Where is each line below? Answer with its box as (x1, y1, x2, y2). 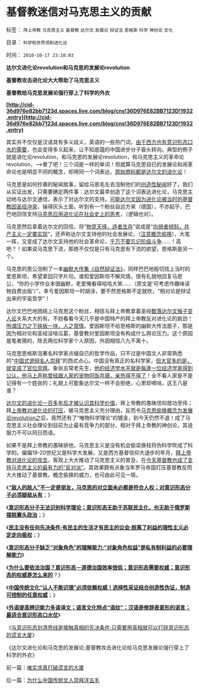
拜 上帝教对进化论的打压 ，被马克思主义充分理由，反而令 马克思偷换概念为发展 (6, 407, 193, 414)
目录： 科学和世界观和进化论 (6, 39, 68, 46)
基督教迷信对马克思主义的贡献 (6, 5, 152, 19)
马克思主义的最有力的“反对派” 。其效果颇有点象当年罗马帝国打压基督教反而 (11, 464, 192, 471)
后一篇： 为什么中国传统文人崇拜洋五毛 (6, 677, 99, 684)
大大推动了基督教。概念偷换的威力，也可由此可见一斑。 (6, 471, 141, 478)
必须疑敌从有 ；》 (11, 491, 53, 498)
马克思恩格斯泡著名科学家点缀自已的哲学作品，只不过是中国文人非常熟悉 (6, 349, 182, 356)
